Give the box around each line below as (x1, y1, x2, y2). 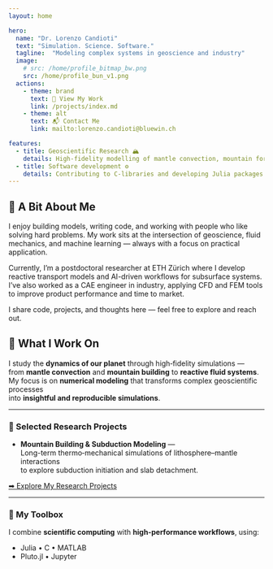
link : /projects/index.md (29, 102, 118, 111)
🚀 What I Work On (8, 337, 100, 350)
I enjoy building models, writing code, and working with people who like (8, 221, 248, 232)
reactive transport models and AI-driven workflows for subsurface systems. (8, 271, 262, 281)
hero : (8, 26, 27, 35)
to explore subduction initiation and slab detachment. (19, 465, 199, 476)
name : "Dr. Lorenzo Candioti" (15, 34, 118, 42)
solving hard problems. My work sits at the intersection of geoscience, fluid (8, 230, 262, 240)
